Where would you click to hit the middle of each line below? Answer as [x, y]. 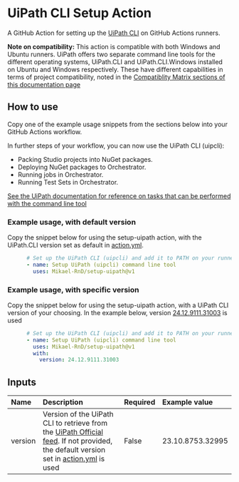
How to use [33, 107]
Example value [188, 402]
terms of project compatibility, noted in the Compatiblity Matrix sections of [116, 77]
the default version [74, 450]
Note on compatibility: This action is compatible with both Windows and [114, 46]
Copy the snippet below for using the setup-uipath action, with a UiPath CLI [118, 305]
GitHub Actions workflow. [45, 132]
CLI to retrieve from [75, 424]
